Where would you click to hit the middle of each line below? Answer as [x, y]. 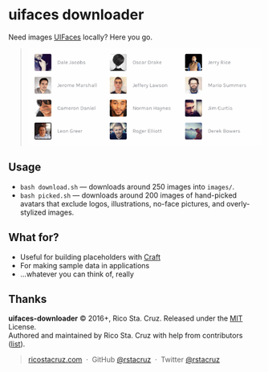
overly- [238, 203]
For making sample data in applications [85, 265]
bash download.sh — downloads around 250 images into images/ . [127, 186]
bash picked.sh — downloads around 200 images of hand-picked [128, 195]
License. [22, 327]
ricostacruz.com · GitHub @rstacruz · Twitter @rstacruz [124, 360]
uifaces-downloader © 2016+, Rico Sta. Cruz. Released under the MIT [126, 318]
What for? [34, 237]
